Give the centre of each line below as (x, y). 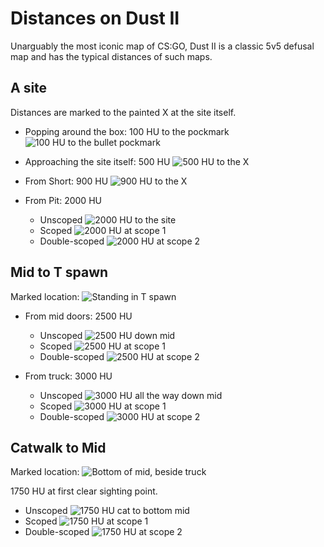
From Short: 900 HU (66, 181)
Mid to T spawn (59, 272)
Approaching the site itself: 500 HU (97, 161)
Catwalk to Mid (58, 447)
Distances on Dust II (95, 18)
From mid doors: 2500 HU (78, 316)
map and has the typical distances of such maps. (111, 56)
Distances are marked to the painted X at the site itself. (123, 112)
